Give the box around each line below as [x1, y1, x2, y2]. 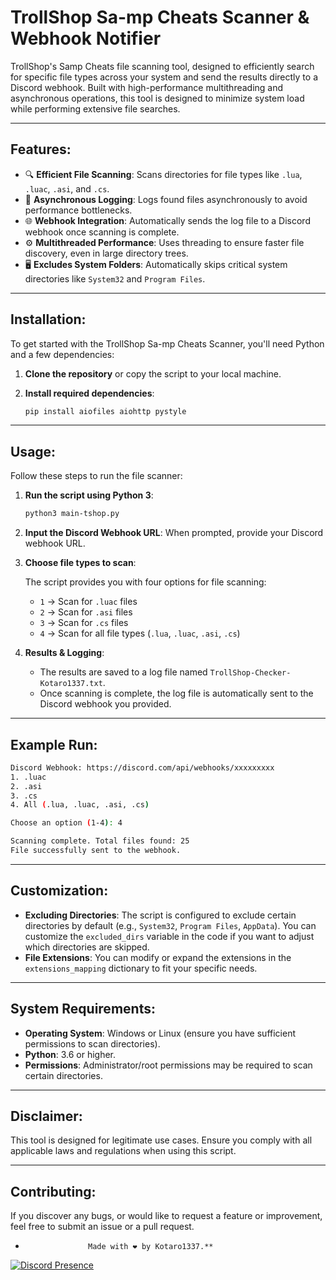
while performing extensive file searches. [10, 102, 181, 115]
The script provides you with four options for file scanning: [24, 576, 267, 588]
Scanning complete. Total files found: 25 [10, 836, 190, 846]
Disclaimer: [10, 1107, 83, 1125]
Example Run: [10, 736, 98, 753]
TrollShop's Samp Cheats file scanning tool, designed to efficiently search [10, 60, 315, 72]
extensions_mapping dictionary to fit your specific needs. [24, 962, 258, 974]
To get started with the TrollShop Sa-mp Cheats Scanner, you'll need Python [10, 337, 325, 350]
